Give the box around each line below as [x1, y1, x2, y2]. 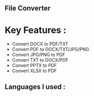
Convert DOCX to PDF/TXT [12, 41, 69, 47]
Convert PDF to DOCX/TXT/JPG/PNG [12, 46, 89, 53]
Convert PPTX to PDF [12, 63, 57, 69]
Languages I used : [5, 82, 66, 91]
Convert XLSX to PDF [12, 68, 57, 74]
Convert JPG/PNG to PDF [12, 52, 65, 58]
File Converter [5, 4, 51, 13]
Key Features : [5, 24, 67, 36]
